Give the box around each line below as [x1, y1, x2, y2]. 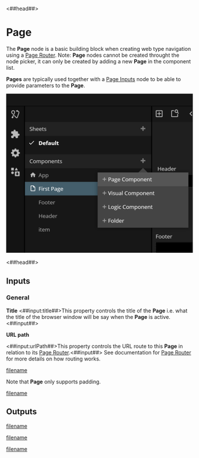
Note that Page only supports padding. [6, 378, 101, 385]
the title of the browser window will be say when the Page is [6, 313, 153, 320]
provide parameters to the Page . [6, 82, 85, 89]
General [6, 293, 30, 302]
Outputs [6, 407, 37, 417]
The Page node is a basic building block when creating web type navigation [6, 45, 191, 52]
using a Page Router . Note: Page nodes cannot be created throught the [6, 51, 179, 59]
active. [153, 313, 171, 320]
